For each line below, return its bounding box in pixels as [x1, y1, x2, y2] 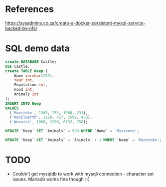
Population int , [14, 82, 48, 88]
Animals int [14, 92, 39, 97]
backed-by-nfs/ [5, 25, 37, 31]
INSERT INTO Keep [5, 101, 41, 106]
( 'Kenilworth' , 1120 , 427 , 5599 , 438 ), [9, 115, 93, 120]
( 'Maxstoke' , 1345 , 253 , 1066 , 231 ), [9, 110, 88, 115]
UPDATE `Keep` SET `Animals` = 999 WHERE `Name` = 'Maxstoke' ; [5, 129, 140, 134]
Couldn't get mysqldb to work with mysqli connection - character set [12, 171, 154, 177]
